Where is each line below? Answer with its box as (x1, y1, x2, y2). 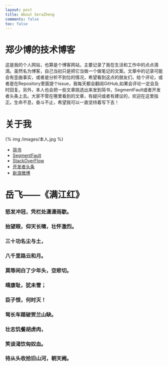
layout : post (5, 7, 32, 12)
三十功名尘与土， (5, 238, 46, 245)
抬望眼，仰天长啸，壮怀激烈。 (5, 223, 77, 230)
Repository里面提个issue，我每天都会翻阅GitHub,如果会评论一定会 (18, 80, 155, 86)
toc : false (5, 21, 28, 26)
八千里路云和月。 (5, 252, 46, 259)
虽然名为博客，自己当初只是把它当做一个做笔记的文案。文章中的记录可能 (13, 68, 163, 74)
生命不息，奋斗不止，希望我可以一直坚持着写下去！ (13, 99, 119, 105)
